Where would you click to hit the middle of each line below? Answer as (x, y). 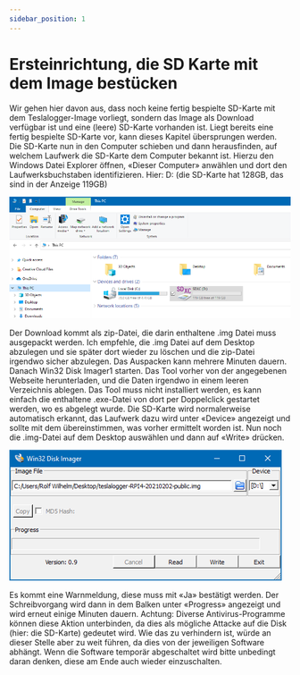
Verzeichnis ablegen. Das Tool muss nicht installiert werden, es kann (135, 390)
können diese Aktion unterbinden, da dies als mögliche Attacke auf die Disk (148, 623)
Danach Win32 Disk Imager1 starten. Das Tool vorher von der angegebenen (148, 370)
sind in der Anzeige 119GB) (58, 184)
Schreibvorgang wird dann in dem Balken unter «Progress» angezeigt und (145, 604)
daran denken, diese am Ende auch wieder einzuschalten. (116, 661)
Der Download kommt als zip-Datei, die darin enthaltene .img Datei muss (143, 333)
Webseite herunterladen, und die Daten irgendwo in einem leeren (129, 380)
